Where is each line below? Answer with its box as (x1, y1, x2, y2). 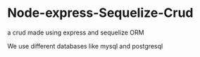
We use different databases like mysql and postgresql (7, 42, 163, 50)
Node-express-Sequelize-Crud (7, 5, 194, 21)
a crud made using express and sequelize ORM (7, 28, 144, 37)
